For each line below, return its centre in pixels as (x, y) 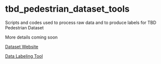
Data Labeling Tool (24, 56)
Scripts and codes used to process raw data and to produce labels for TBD (81, 22)
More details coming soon (31, 37)
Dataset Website (22, 46)
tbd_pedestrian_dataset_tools (67, 9)
